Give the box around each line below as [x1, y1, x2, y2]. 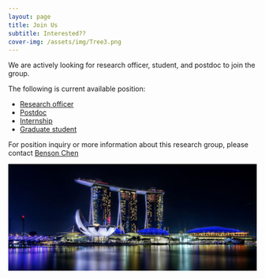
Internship [19, 116, 53, 126]
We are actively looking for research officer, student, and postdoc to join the [8, 60, 256, 70]
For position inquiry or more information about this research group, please [8, 140, 248, 149]
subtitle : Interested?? [8, 29, 87, 37]
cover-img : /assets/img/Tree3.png [8, 38, 122, 46]
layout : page [8, 13, 51, 21]
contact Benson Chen [8, 149, 79, 158]
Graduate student [19, 125, 77, 134]
